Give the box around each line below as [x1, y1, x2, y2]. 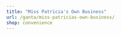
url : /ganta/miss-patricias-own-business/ [6, 14, 115, 20]
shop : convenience [6, 20, 53, 26]
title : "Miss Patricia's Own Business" [6, 8, 107, 15]
